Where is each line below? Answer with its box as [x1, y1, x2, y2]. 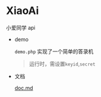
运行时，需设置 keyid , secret [29, 60, 96, 67]
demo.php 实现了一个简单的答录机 [14, 48, 94, 55]
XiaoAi [6, 4, 39, 18]
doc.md [14, 84, 33, 91]
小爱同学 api [6, 24, 36, 31]
